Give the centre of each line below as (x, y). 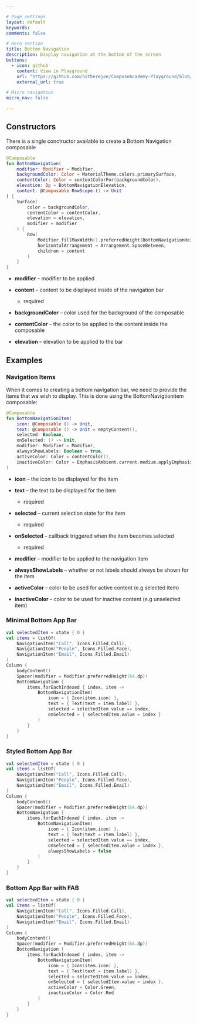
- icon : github (30, 65)
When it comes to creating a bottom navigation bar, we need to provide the (96, 390)
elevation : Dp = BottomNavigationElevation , (72, 186)
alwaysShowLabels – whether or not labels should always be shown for (101, 570)
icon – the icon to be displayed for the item (66, 479)
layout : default (26, 22)
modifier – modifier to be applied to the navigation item (81, 558)
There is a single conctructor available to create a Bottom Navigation (89, 141)
